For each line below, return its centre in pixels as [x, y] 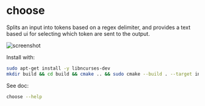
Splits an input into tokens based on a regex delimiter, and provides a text [99, 27]
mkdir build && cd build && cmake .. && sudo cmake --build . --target [99, 74]
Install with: [21, 57]
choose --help [24, 97]
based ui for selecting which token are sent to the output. [78, 33]
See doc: [18, 85]
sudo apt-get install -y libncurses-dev [59, 68]
